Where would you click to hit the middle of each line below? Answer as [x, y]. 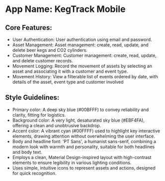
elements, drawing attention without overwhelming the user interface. [83, 136]
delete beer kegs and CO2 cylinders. [50, 50]
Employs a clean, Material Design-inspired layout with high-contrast [82, 157]
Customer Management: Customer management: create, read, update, [84, 55]
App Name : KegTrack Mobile [65, 9]
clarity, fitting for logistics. [39, 115]
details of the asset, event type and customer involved [68, 82]
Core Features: [29, 28]
